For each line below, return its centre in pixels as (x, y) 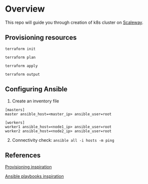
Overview (25, 9)
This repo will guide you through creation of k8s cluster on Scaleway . (74, 22)
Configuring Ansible (36, 89)
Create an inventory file (35, 101)
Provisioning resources (41, 38)
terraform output (23, 74)
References (23, 155)
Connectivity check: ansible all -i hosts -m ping (63, 140)
